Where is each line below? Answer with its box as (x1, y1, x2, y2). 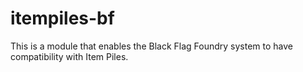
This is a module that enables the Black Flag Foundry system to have (10, 40, 294, 52)
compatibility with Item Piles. (10, 50, 129, 62)
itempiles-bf (10, 7, 115, 30)
